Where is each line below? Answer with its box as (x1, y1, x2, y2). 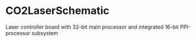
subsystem (31, 29, 58, 36)
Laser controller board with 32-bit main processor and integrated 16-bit (5, 23, 179, 30)
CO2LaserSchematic (5, 4, 110, 17)
